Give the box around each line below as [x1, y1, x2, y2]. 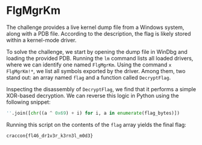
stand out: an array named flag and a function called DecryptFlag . [6, 74, 171, 81]
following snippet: [6, 98, 51, 106]
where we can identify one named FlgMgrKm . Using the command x [6, 61, 172, 68]
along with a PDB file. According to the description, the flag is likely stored [6, 30, 192, 37]
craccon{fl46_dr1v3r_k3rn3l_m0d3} [6, 132, 94, 139]
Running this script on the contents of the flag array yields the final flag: [6, 121, 186, 128]
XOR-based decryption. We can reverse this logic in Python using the [6, 92, 180, 99]
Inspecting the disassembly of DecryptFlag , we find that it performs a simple [6, 85, 197, 92]
